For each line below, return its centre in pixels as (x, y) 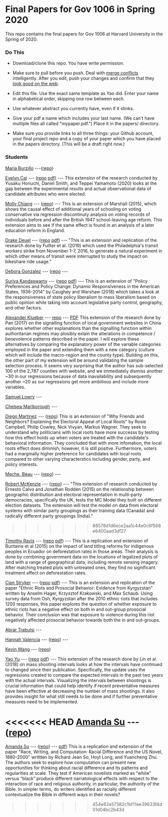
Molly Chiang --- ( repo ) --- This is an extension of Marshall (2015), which (81, 203)
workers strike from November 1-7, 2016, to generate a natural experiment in (84, 251)
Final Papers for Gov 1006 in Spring (80, 9)
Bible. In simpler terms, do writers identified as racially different (71, 789)
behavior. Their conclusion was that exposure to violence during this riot (80, 614)
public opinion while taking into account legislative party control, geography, (84, 302)
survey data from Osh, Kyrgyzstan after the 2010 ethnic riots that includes (81, 598)
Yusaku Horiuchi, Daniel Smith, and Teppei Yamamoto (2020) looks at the (81, 183)
